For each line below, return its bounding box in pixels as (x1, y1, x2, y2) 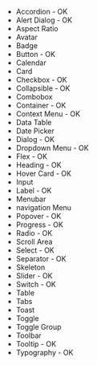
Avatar (15, 32, 38, 42)
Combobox (15, 92, 53, 101)
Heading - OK (15, 160, 62, 169)
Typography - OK (15, 348, 74, 357)
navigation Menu (15, 203, 72, 212)
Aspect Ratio (15, 24, 59, 33)
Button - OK (15, 50, 56, 59)
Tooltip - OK (15, 339, 57, 348)
